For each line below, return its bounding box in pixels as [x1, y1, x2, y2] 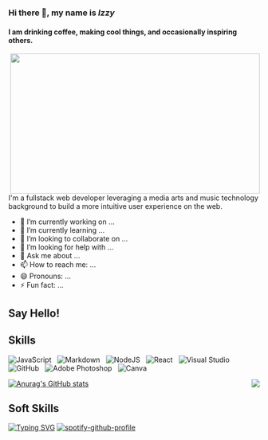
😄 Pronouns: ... [19, 271, 72, 281]
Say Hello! [8, 306, 60, 320]
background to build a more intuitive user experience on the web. [8, 202, 223, 211]
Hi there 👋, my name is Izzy [8, 7, 116, 18]
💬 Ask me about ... [19, 251, 81, 261]
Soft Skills [8, 402, 60, 415]
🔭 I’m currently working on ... [19, 217, 115, 226]
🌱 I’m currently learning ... [19, 226, 105, 235]
